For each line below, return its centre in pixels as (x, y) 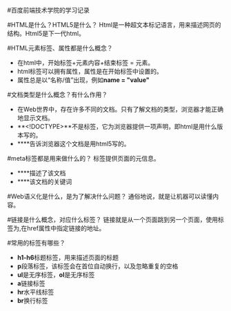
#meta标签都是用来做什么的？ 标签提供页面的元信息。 (83, 158)
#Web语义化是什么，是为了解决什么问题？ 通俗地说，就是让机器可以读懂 (110, 196)
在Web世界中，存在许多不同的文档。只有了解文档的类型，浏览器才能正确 (120, 109)
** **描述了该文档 (41, 173)
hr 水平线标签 (36, 292)
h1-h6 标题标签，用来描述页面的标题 (68, 258)
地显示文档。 (35, 118)
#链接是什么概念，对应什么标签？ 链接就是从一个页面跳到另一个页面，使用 (113, 220)
